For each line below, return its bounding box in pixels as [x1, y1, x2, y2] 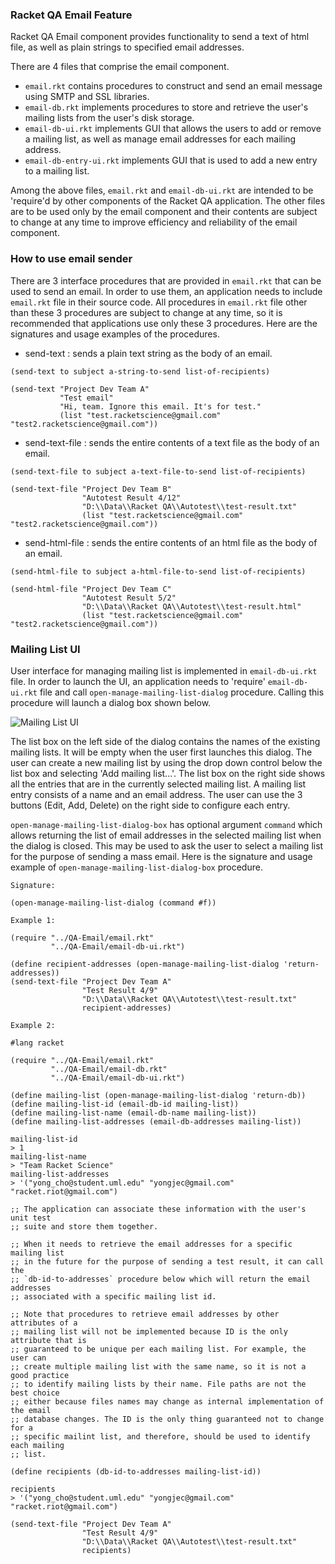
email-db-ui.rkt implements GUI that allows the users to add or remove [24, 123, 322, 135]
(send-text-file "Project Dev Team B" [10, 484, 172, 494]
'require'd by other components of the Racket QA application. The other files [10, 195, 326, 207]
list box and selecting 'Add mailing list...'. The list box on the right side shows [10, 767, 326, 779]
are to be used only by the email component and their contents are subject [10, 206, 318, 218]
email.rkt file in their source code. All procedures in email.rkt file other [10, 296, 308, 308]
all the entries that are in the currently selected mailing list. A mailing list [10, 778, 307, 790]
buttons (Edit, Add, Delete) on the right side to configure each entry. [10, 799, 291, 811]
